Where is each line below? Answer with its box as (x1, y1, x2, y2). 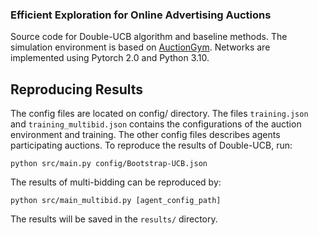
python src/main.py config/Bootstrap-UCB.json (10, 159, 208, 169)
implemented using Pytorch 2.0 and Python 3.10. (10, 52, 210, 64)
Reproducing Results (10, 81, 144, 98)
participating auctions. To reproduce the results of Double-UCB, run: (10, 139, 293, 152)
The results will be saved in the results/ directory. (10, 213, 218, 225)
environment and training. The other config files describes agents (10, 129, 281, 141)
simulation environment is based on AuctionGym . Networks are (10, 41, 271, 53)
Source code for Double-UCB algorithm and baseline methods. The (10, 31, 288, 43)
